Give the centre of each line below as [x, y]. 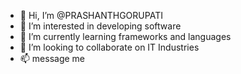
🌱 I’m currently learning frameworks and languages [125, 36]
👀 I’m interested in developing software [100, 26]
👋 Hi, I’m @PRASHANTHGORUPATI [91, 15]
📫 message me [52, 58]
